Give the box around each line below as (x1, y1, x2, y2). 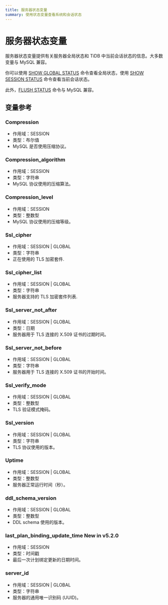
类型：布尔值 (12, 137, 39, 143)
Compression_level (5, 194, 54, 201)
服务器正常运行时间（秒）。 (12, 481, 68, 488)
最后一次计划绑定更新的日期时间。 (12, 557, 83, 563)
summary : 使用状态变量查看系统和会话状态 (5, 12, 82, 17)
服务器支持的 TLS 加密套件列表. (12, 293, 78, 300)
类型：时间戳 (12, 551, 39, 557)
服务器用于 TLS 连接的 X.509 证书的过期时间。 (12, 331, 109, 337)
